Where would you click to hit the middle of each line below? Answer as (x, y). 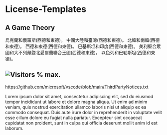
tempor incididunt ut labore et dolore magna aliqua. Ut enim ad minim (76, 102)
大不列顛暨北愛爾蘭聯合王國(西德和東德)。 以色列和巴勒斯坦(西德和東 (84, 53)
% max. (49, 75)
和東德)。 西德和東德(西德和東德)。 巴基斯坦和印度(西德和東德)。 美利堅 (79, 46)
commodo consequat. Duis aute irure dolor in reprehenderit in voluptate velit (83, 112)
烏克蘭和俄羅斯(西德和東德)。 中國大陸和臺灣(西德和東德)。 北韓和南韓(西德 (83, 40)
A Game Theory (30, 28)
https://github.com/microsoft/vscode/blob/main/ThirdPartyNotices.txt (77, 87)
